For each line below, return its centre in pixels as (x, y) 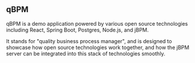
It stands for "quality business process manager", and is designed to (89, 41)
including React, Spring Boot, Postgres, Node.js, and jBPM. (77, 30)
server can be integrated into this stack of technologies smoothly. (86, 53)
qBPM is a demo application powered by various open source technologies (97, 23)
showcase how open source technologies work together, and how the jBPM (98, 47)
